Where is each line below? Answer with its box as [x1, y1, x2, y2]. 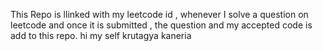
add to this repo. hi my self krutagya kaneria [10, 30, 192, 41]
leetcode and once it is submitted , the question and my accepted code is [10, 19, 313, 31]
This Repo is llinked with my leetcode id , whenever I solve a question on [10, 9, 309, 20]
